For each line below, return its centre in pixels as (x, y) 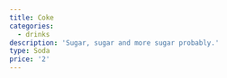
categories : (32, 26)
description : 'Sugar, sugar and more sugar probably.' (114, 43)
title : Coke (32, 17)
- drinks (34, 34)
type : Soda (30, 51)
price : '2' (30, 59)
